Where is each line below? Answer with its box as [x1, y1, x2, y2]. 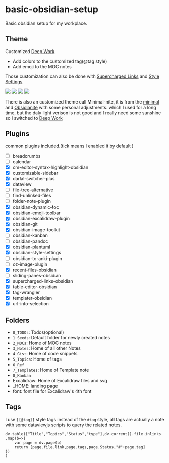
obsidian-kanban [12, 232, 48, 238]
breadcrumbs [12, 152, 41, 159]
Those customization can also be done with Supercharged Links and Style [5, 73, 160, 79]
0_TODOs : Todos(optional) [12, 329, 64, 335]
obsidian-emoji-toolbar [12, 210, 61, 216]
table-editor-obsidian [12, 284, 57, 290]
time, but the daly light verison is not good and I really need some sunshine [5, 110, 161, 116]
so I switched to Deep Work [5, 115, 63, 121]
